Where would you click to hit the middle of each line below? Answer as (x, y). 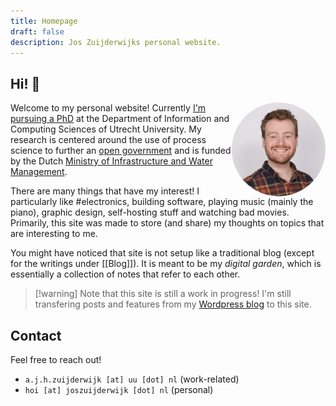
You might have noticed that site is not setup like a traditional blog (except (162, 253)
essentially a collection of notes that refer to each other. (125, 274)
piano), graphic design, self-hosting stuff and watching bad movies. (150, 212)
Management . (39, 172)
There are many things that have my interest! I (105, 191)
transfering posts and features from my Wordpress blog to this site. (173, 304)
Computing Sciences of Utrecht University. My (106, 129)
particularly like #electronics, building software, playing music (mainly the (162, 202)
